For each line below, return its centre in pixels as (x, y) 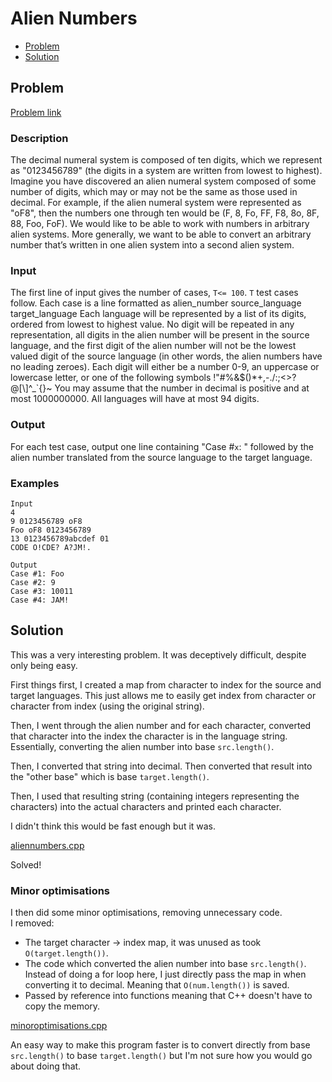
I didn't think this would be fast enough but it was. (113, 826)
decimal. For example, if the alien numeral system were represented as (156, 203)
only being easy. (44, 665)
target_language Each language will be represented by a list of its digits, (158, 314)
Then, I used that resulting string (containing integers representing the (155, 796)
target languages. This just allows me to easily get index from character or (163, 695)
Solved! (26, 864)
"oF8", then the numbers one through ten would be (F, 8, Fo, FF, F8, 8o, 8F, (165, 213)
